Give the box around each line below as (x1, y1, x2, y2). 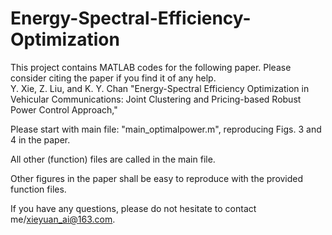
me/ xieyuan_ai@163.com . (10, 213, 116, 225)
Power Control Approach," (10, 103, 118, 116)
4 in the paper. (10, 133, 71, 146)
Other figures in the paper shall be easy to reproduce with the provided (10, 172, 304, 184)
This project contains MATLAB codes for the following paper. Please (10, 61, 292, 73)
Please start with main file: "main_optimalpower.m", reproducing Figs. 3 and (10, 123, 322, 135)
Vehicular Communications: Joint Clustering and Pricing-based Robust (10, 93, 302, 105)
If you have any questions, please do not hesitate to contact (10, 202, 257, 214)
